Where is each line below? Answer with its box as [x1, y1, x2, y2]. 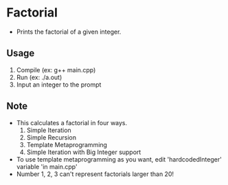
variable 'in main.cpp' [16, 162, 78, 171]
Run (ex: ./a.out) [16, 73, 62, 81]
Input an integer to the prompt [16, 80, 102, 89]
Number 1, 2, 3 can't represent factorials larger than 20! [16, 170, 174, 178]
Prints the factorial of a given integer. [16, 28, 122, 36]
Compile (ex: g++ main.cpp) [16, 65, 96, 74]
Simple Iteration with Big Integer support [26, 148, 141, 156]
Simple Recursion [26, 133, 77, 142]
